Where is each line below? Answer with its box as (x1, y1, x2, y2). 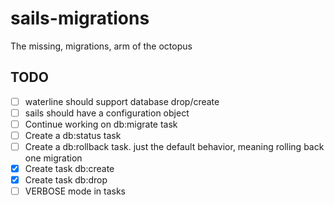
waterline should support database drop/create (24, 95, 220, 107)
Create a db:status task (24, 129, 122, 141)
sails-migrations (10, 7, 150, 30)
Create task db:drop (24, 174, 108, 186)
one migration (24, 152, 83, 164)
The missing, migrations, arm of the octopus (10, 40, 193, 52)
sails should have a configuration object (24, 107, 190, 119)
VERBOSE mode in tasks (24, 185, 126, 197)
